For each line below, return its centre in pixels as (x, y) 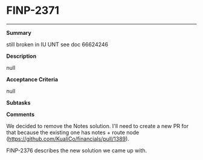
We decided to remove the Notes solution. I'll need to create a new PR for (98, 126)
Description (21, 56)
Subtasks (18, 102)
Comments (21, 114)
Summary (19, 32)
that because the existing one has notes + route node (73, 132)
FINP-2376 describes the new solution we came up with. (77, 150)
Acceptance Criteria (32, 79)
